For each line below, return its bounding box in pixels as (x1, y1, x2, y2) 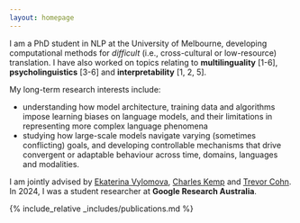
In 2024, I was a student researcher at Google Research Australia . (9, 185, 257, 196)
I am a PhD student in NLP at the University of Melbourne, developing (9, 38, 268, 49)
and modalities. (22, 158, 79, 169)
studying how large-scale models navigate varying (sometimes (22, 129, 257, 140)
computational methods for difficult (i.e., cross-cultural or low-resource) (9, 47, 277, 58)
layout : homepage (9, 13, 75, 22)
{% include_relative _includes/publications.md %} (9, 203, 194, 214)
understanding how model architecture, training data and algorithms (22, 101, 276, 112)
